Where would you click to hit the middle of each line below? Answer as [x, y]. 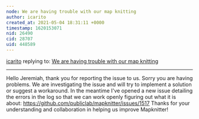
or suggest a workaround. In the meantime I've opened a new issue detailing [99, 90]
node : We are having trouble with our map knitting [71, 11]
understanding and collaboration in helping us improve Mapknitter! [87, 109]
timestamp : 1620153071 [34, 28]
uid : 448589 [21, 45]
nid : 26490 [20, 34]
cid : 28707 [20, 39]
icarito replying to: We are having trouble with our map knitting [82, 61]
